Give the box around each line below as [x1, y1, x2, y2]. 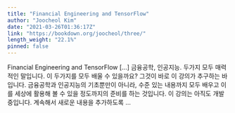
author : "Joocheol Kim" [7, 17, 77, 24]
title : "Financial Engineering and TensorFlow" [7, 10, 150, 18]
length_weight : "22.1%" [7, 36, 77, 44]
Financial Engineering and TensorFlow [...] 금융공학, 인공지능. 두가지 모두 [7, 63, 214, 71]
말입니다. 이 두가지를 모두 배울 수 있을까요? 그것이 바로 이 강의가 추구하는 [20, 72, 220, 80]
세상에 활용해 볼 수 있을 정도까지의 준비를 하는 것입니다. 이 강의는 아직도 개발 [14, 89, 225, 98]
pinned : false [7, 43, 49, 50]
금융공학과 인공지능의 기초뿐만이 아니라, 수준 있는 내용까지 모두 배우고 [27, 81, 220, 88]
